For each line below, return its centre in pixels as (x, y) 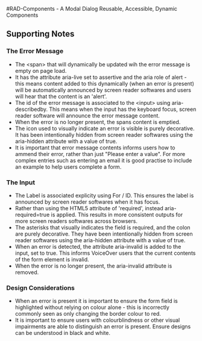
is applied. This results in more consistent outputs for (117, 214)
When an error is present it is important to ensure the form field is (96, 301)
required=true (32, 214)
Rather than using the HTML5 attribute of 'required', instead (89, 208)
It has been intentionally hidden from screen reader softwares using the (104, 134)
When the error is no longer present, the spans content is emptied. (98, 122)
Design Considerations (41, 287)
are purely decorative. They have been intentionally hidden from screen (104, 234)
